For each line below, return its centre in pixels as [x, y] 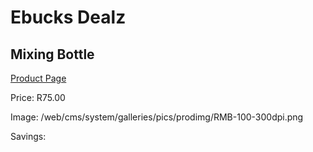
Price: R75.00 [38, 97]
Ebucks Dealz [68, 17]
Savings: [28, 136]
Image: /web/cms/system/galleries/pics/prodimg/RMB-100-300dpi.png [157, 117]
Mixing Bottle [52, 54]
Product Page [38, 78]
